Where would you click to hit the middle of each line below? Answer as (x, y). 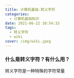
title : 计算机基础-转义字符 (30, 10)
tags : (10, 28)
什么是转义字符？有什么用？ (37, 59)
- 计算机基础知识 (24, 19)
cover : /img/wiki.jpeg (28, 41)
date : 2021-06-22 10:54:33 (32, 23)
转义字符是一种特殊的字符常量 (35, 71)
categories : (17, 14)
